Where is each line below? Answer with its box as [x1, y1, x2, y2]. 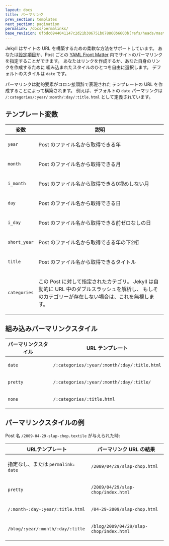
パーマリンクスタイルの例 [5, 418, 84, 427]
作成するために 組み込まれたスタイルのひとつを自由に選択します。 [14, 64, 151, 70]
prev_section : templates [5, 17, 57, 22]
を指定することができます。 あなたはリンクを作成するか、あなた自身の [5, 58, 152, 64]
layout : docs [5, 7, 33, 13]
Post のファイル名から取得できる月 [38, 160, 121, 168]
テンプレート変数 [5, 110, 58, 119]
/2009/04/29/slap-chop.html [91, 464, 158, 469]
